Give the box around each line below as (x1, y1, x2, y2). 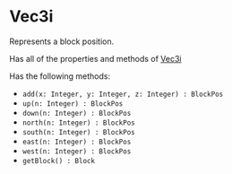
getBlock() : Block (21, 156, 96, 165)
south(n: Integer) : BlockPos (21, 127, 136, 136)
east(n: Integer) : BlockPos (21, 137, 132, 146)
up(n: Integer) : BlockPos (21, 99, 124, 109)
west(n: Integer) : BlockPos (21, 146, 132, 156)
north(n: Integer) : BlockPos (21, 118, 136, 127)
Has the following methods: (9, 70, 110, 82)
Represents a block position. (9, 36, 115, 47)
